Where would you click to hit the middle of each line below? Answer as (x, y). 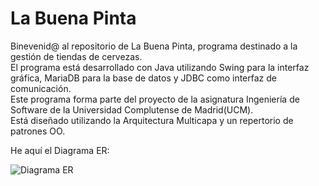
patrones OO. (38, 131)
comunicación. (41, 88)
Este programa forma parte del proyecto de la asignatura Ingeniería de (155, 99)
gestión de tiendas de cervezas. (76, 56)
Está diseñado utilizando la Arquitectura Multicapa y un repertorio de (152, 120)
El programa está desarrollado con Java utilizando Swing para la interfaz (160, 67)
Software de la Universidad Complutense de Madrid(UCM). (132, 109)
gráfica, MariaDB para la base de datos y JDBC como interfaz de (143, 78)
